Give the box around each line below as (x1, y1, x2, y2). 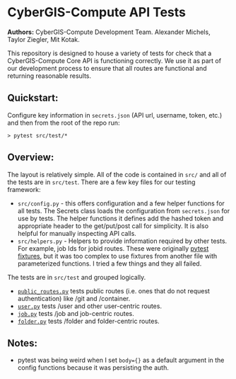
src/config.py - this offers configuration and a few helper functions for (17, 199, 225, 208)
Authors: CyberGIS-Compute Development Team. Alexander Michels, (7, 28, 211, 36)
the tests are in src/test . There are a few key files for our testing (7, 178, 196, 186)
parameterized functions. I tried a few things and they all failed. (17, 259, 202, 268)
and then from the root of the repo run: (7, 118, 120, 127)
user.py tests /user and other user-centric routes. (17, 302, 163, 310)
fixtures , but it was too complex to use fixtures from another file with (17, 251, 218, 260)
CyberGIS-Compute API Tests (7, 4, 186, 21)
